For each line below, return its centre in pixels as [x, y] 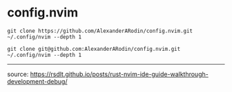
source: [18, 74]
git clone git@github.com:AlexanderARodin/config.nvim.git [94, 49]
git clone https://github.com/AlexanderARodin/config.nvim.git [100, 31]
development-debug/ [37, 81]
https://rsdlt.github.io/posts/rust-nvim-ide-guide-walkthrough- [119, 74]
